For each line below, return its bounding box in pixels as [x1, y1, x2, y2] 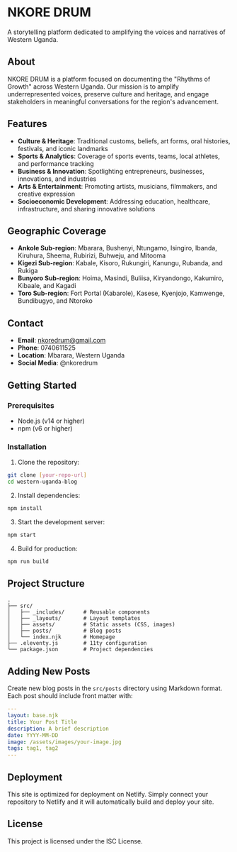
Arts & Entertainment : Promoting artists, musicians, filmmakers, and [17, 182, 218, 190]
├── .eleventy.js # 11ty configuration [7, 640, 147, 647]
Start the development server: [17, 517, 105, 526]
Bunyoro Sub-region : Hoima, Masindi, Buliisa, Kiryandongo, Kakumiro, [17, 274, 224, 282]
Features [7, 118, 47, 130]
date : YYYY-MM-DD [7, 731, 59, 738]
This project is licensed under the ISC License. [7, 836, 143, 845]
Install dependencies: [17, 491, 81, 499]
